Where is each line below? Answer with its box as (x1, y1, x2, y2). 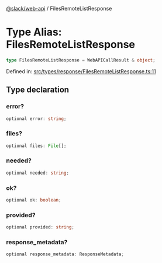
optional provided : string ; (6, 224, 75, 230)
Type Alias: (6, 26, 63, 39)
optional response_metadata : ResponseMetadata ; (6, 251, 125, 257)
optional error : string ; (6, 115, 67, 122)
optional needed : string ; (6, 170, 69, 176)
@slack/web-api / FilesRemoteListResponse (6, 5, 112, 12)
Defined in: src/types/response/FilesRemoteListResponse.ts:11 (6, 67, 156, 75)
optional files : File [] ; (6, 143, 67, 149)
